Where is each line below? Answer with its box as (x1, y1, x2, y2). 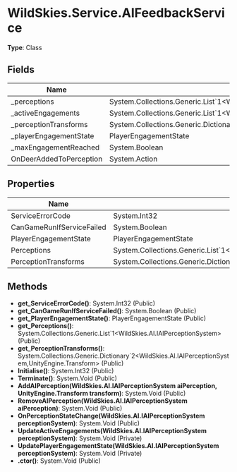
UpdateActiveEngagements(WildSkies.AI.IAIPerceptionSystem (17, 427, 207, 435)
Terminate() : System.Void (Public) (17, 374, 118, 382)
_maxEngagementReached (11, 143, 100, 152)
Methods (7, 280, 48, 292)
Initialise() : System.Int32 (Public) (17, 367, 114, 375)
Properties (7, 178, 55, 190)
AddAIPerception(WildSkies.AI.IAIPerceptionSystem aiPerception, (17, 382, 217, 390)
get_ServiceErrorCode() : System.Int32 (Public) (17, 299, 156, 308)
